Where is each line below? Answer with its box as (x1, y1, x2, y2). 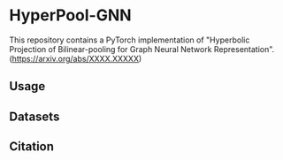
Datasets (9, 109, 60, 124)
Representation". (213, 43, 275, 54)
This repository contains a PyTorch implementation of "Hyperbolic (9, 34, 250, 45)
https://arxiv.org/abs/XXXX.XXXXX (11, 53, 140, 64)
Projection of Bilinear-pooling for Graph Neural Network (9, 43, 212, 54)
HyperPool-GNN (9, 5, 132, 26)
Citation (9, 139, 55, 155)
